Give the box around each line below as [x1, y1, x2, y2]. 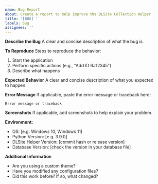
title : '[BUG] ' [5, 16, 38, 21]
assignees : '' [5, 25, 34, 30]
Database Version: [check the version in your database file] [12, 144, 131, 150]
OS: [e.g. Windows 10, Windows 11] [12, 129, 83, 134]
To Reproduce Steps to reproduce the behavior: [5, 48, 101, 54]
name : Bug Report [5, 7, 40, 12]
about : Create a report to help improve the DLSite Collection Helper [5, 12, 151, 17]
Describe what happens [12, 68, 60, 74]
